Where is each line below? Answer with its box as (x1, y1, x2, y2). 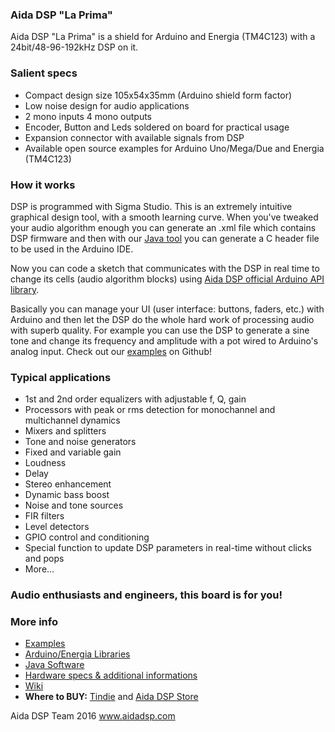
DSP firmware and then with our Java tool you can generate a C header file (10, 232, 320, 244)
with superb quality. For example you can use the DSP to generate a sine (10, 324, 310, 336)
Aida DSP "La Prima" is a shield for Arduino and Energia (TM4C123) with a (10, 31, 316, 43)
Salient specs (10, 66, 78, 80)
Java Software (24, 659, 85, 671)
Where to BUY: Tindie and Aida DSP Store (24, 691, 199, 703)
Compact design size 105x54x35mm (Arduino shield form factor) (24, 89, 293, 101)
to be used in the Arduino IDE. (10, 243, 134, 255)
